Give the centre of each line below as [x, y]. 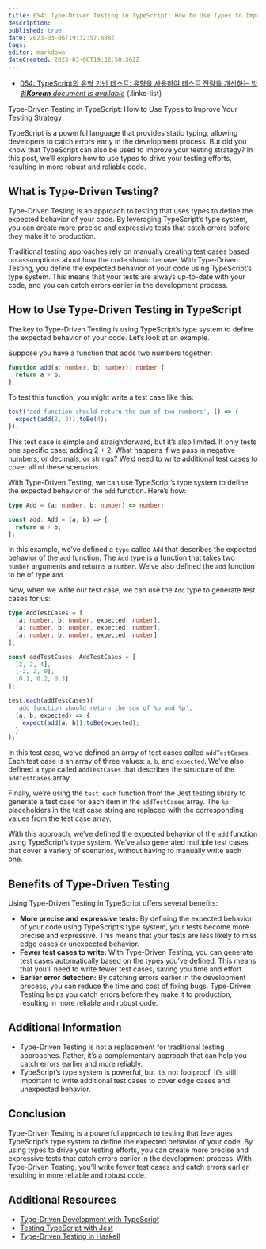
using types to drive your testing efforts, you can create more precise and [129, 1150]
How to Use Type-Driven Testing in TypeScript [125, 310]
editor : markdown [37, 52]
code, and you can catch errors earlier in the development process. [118, 285]
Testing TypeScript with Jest [66, 1228]
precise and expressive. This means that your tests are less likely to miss [138, 936]
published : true [35, 30]
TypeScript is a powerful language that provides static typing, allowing [123, 132]
